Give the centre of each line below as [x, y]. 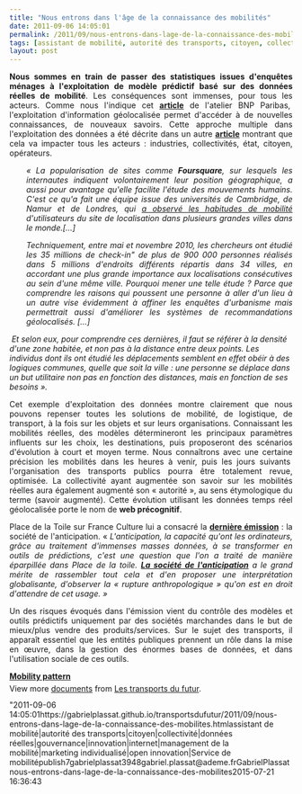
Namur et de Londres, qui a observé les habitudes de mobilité [160, 209]
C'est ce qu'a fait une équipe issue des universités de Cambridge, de [160, 200]
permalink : [30, 34]
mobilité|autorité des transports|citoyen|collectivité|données [121, 734]
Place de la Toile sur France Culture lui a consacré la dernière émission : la [151, 527]
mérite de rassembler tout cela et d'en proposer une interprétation [151, 575]
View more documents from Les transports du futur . [106, 689]
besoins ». [28, 387]
